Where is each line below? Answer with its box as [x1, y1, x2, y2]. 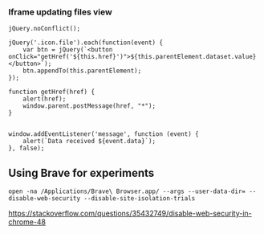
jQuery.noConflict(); [8, 25, 81, 33]
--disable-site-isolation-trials [83, 195, 196, 203]
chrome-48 [8, 217, 47, 227]
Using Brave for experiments [8, 166, 155, 179]
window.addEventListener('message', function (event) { [8, 130, 199, 138]
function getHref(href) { [8, 88, 95, 96]
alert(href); [22, 95, 67, 103]
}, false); [8, 144, 45, 153]
